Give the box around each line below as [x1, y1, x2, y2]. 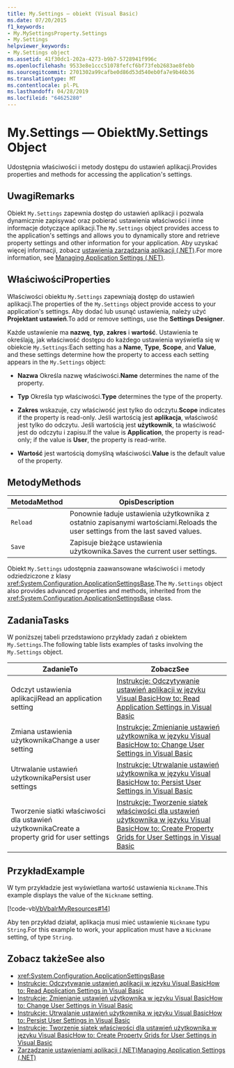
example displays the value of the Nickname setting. [7, 891, 153, 899]
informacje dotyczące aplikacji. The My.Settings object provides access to [7, 224, 219, 232]
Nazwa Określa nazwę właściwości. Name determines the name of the [17, 371, 219, 379]
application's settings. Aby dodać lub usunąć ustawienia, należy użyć [7, 307, 207, 315]
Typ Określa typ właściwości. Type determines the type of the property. [17, 392, 223, 400]
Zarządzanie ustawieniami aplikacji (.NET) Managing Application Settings [17, 1046, 226, 1054]
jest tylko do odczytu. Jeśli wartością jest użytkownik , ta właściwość [17, 420, 217, 429]
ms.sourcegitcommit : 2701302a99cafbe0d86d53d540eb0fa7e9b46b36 [7, 68, 195, 75]
